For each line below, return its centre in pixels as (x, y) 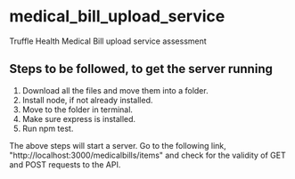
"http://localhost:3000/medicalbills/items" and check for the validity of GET (148, 155)
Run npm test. (48, 128)
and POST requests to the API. (65, 164)
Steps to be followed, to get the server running (141, 69)
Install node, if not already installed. (87, 100)
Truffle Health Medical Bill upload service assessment (108, 41)
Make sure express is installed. (79, 118)
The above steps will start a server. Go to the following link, (118, 145)
